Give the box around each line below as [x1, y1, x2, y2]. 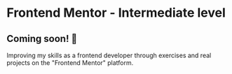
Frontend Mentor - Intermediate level [6, 5, 226, 21]
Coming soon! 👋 [6, 33, 78, 45]
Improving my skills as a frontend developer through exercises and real [6, 51, 212, 59]
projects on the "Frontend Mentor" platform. [6, 59, 134, 67]
